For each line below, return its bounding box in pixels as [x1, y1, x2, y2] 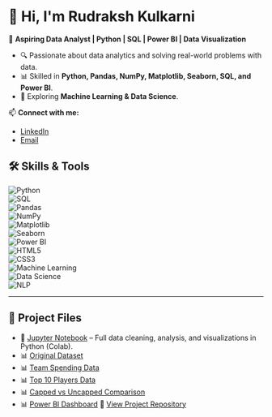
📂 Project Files [8, 312, 83, 325]
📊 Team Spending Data [19, 363, 100, 372]
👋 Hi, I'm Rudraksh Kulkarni [8, 7, 196, 26]
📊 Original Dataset [19, 350, 83, 360]
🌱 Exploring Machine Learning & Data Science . [19, 91, 179, 101]
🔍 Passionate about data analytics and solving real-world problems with [19, 50, 261, 60]
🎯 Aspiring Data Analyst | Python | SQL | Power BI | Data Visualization [8, 34, 247, 44]
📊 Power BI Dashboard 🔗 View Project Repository [19, 399, 187, 409]
